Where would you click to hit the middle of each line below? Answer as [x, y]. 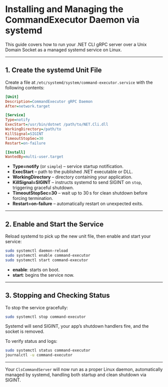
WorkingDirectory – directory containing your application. [72, 177]
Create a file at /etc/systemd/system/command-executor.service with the [79, 82]
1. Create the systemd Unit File [53, 70]
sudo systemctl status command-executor [48, 350]
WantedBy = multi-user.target [34, 157]
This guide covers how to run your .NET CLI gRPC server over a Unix [76, 44]
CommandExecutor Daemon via [72, 20]
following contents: [25, 87]
